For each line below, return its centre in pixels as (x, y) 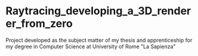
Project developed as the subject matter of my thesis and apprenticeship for (99, 40)
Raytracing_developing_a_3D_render (98, 11)
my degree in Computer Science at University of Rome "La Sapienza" (91, 46)
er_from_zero (39, 24)
